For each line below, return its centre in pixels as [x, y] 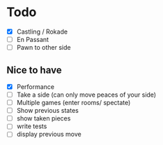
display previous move [49, 134]
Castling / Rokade [42, 32]
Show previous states [48, 111]
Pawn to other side [44, 48]
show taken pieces [44, 118]
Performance [36, 87]
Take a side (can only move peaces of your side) [86, 95]
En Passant [33, 40]
